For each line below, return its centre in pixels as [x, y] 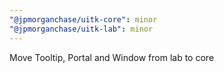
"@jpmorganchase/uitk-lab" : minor [81, 29]
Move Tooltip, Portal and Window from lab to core [112, 57]
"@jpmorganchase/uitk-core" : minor [83, 19]
